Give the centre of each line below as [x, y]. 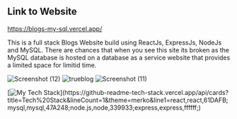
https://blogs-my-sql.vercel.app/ [55, 28]
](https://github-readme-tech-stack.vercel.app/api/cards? [144, 92]
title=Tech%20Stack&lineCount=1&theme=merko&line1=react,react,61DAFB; [118, 100]
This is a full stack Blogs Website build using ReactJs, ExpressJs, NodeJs [115, 42]
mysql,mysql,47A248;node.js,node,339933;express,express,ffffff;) [104, 107]
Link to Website [42, 12]
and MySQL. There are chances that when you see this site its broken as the [118, 50]
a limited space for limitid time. [52, 65]
